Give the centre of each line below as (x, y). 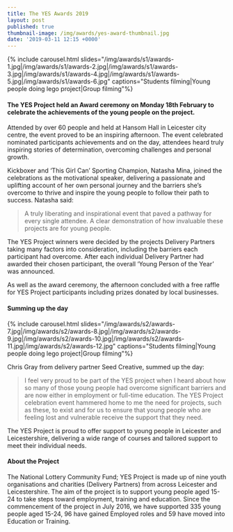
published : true (31, 26)
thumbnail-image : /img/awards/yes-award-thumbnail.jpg (88, 33)
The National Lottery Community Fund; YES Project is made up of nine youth (117, 476)
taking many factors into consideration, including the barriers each (103, 249)
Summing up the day (38, 308)
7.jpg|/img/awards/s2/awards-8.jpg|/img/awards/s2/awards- (94, 331)
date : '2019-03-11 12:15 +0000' (54, 40)
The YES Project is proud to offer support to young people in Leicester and (114, 430)
